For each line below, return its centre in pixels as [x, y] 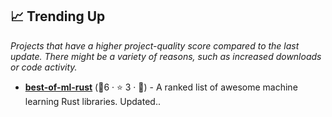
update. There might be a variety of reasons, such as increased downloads [166, 56]
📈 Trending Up [58, 16]
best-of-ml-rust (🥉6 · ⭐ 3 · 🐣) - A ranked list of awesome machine [161, 87]
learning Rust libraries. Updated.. [92, 101]
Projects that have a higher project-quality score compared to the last [155, 45]
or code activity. [44, 67]
